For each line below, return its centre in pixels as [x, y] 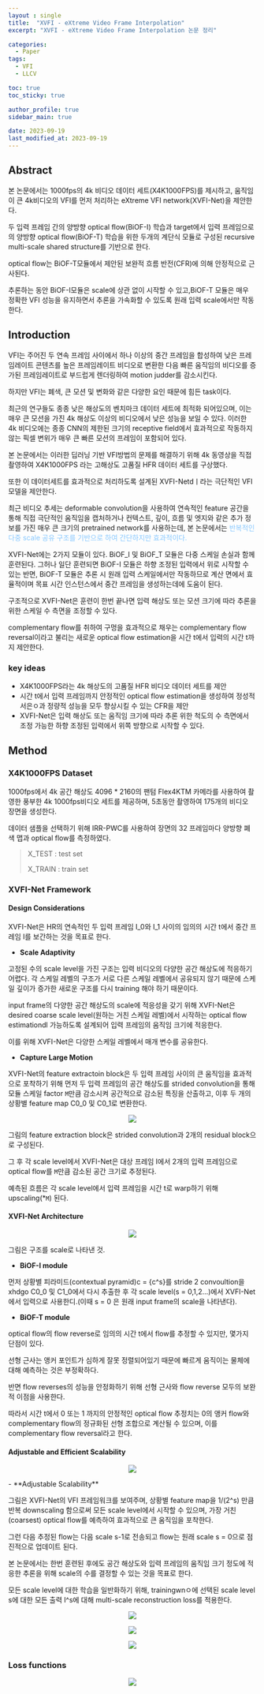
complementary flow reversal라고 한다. [70, 1433]
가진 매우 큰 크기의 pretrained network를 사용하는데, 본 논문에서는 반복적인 [139, 527]
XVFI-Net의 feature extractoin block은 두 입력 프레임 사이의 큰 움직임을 [119, 1073]
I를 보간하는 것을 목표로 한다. [67, 937]
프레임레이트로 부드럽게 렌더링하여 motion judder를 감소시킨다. [120, 375]
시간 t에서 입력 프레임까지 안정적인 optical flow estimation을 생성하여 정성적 [137, 696]
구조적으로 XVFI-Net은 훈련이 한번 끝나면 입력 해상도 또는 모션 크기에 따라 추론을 [132, 600]
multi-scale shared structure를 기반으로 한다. [80, 246]
